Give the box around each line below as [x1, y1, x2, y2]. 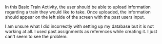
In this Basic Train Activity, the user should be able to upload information [5, 4, 151, 10]
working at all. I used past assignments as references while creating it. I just [5, 29, 157, 34]
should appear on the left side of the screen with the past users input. [5, 14, 145, 20]
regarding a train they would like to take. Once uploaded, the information [5, 9, 151, 15]
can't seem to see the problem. [5, 33, 68, 39]
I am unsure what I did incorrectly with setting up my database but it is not [5, 23, 154, 29]
